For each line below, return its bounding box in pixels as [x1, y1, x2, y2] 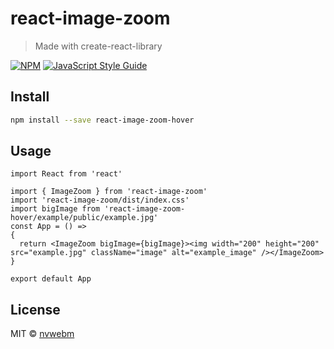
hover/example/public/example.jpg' [10, 213, 159, 223]
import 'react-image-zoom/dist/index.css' [10, 195, 190, 206]
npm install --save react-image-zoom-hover [10, 115, 195, 125]
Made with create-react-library [34, 40, 163, 52]
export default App [10, 274, 92, 284]
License [10, 301, 61, 318]
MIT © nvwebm [10, 328, 75, 340]
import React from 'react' [10, 169, 123, 179]
